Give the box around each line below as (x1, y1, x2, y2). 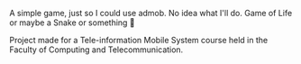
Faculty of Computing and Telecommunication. (9, 44, 184, 55)
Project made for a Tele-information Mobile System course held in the (9, 35, 269, 45)
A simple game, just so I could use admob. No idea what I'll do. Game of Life (9, 8, 293, 18)
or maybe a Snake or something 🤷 (9, 17, 135, 28)
